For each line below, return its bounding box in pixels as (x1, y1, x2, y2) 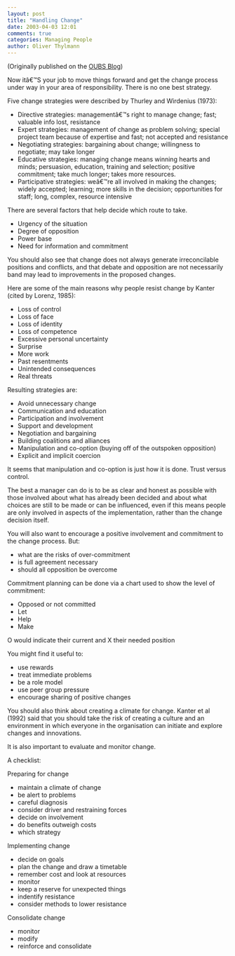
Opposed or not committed (17, 600, 96, 608)
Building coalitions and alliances (17, 436, 111, 445)
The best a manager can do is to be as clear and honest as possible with (7, 486, 217, 494)
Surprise (17, 342, 43, 351)
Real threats (17, 372, 53, 380)
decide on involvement (17, 813, 84, 821)
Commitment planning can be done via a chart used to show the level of (7, 579, 215, 587)
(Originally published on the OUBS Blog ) (7, 62, 123, 70)
